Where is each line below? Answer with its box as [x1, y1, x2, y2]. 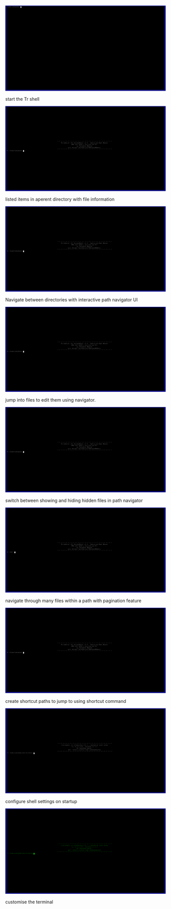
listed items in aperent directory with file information [5, 196, 115, 203]
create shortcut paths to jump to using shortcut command [5, 698, 126, 704]
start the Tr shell [5, 96, 40, 102]
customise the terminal [5, 899, 53, 905]
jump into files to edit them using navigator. [5, 397, 96, 403]
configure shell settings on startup [5, 799, 77, 805]
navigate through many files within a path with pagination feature [5, 598, 141, 604]
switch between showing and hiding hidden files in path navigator [5, 497, 144, 503]
